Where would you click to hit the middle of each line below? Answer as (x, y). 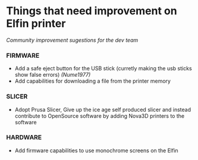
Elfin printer (36, 23)
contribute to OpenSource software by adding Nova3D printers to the (100, 116)
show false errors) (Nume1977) (53, 75)
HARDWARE (24, 137)
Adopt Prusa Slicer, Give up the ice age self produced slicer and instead (103, 109)
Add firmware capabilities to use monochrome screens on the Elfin (96, 150)
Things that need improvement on (92, 11)
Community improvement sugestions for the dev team (72, 40)
